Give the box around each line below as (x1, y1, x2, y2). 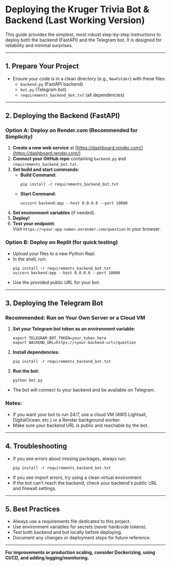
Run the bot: (12, 368, 40, 374)
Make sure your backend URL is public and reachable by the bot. (12, 422, 149, 428)
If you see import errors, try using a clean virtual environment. (12, 474, 143, 481)
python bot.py (12, 378, 43, 383)
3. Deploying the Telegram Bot (5, 299, 103, 308)
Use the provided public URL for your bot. (12, 279, 100, 285)
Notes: (5, 400, 22, 407)
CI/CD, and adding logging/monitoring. (5, 555, 89, 561)
